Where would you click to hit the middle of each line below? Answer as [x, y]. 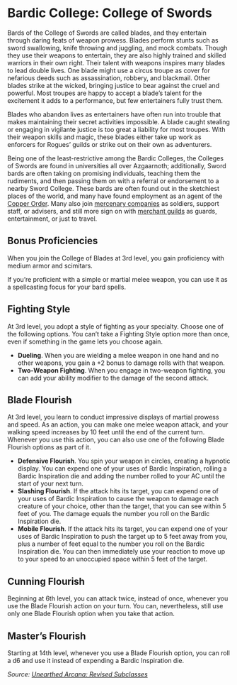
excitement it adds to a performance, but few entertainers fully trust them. [115, 100]
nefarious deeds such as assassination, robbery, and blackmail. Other [109, 78]
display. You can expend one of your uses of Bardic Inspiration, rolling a [122, 468]
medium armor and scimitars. [50, 265]
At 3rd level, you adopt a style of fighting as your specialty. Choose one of [116, 326]
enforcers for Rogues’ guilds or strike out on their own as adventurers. [110, 144]
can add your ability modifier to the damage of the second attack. [113, 378]
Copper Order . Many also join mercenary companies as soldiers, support [113, 203]
